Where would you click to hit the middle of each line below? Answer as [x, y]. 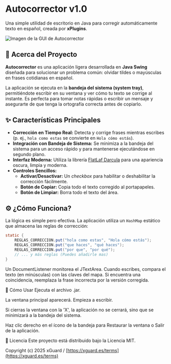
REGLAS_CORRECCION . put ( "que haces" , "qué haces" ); [69, 245]
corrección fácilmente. [44, 181]
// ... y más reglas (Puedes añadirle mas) [62, 254]
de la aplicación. [22, 330]
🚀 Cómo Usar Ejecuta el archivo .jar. [43, 290]
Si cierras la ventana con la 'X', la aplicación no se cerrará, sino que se [80, 310]
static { [15, 235]
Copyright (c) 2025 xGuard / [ [36, 350]
